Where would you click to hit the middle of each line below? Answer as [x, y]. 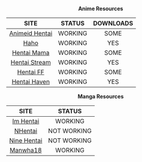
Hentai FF [31, 72]
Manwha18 [26, 150]
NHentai [26, 131]
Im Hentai [26, 121]
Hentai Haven [31, 82]
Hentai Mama [31, 53]
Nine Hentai [26, 141]
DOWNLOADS [113, 23]
